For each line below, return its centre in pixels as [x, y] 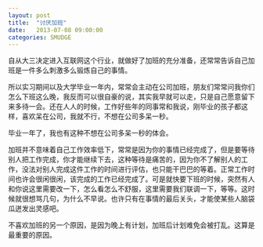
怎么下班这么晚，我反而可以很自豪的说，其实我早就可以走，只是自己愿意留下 [131, 97]
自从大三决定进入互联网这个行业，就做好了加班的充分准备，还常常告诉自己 [128, 60]
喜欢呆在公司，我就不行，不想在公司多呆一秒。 [97, 116]
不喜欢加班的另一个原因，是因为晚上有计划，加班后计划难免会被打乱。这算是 [131, 225]
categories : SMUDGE [40, 37]
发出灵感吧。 [42, 209]
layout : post [29, 15]
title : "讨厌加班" [38, 23]
